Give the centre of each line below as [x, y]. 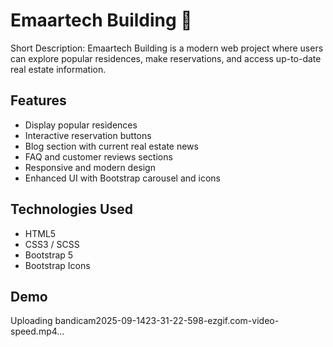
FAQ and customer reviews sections [98, 156]
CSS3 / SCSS [52, 244]
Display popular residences [81, 125]
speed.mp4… [37, 331]
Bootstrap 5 [49, 255]
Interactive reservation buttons [88, 135]
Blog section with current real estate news [111, 146]
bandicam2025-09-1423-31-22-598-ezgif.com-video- [167, 321]
